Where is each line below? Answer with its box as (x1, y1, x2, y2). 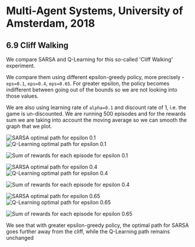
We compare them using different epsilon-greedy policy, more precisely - (6, 74, 184, 80)
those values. (6, 93, 39, 99)
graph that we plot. (6, 123, 52, 129)
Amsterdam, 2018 (6, 17, 95, 30)
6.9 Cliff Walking (6, 40, 69, 50)
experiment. (6, 62, 35, 69)
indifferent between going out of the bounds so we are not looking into (6, 86, 178, 93)
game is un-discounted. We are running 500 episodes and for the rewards (6, 110, 186, 117)
